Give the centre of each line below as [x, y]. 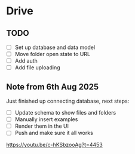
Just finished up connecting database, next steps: [68, 101]
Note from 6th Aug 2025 [53, 87]
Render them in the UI [42, 126]
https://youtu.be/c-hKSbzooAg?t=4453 [54, 145]
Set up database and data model [55, 47]
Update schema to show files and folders [65, 113]
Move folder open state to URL [53, 54]
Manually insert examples [46, 119]
